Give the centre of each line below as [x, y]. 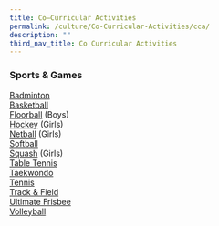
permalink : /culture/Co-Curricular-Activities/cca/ [109, 26]
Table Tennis [33, 163]
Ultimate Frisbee [40, 201]
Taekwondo [31, 172]
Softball [24, 143]
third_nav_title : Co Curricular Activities [94, 43]
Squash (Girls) [36, 153]
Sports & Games [46, 76]
